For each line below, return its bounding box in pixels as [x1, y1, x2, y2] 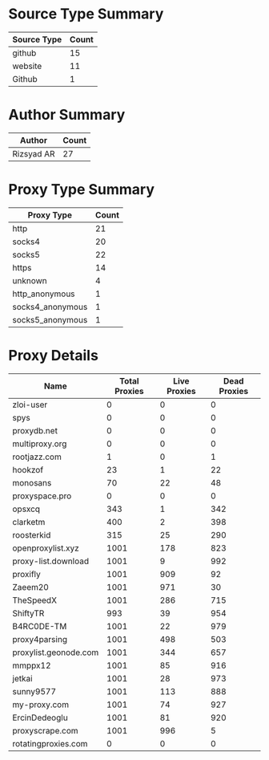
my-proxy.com [12, 699, 70, 710]
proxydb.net [12, 425, 58, 436]
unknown [12, 274, 47, 286]
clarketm [12, 516, 46, 527]
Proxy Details [8, 347, 98, 364]
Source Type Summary [8, 5, 164, 23]
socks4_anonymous [12, 301, 88, 312]
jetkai [12, 673, 34, 684]
